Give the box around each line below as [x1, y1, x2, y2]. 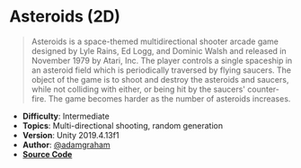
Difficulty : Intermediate [22, 111, 110, 121]
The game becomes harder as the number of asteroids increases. [48, 93, 291, 104]
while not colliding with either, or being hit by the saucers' [31, 84, 245, 94]
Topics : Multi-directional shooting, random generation [22, 119, 224, 131]
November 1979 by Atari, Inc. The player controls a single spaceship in [31, 55, 293, 66]
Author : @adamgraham [22, 139, 111, 150]
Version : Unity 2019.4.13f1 [22, 129, 120, 140]
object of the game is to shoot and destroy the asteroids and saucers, [31, 74, 289, 84]
